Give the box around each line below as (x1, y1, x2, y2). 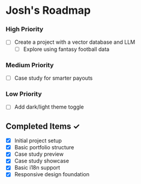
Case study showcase (14, 157, 70, 165)
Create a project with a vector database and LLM (14, 38, 136, 46)
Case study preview (14, 150, 64, 158)
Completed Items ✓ (5, 121, 80, 131)
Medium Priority (5, 61, 54, 69)
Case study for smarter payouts (14, 74, 93, 82)
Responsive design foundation (14, 171, 89, 178)
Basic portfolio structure (14, 144, 74, 151)
